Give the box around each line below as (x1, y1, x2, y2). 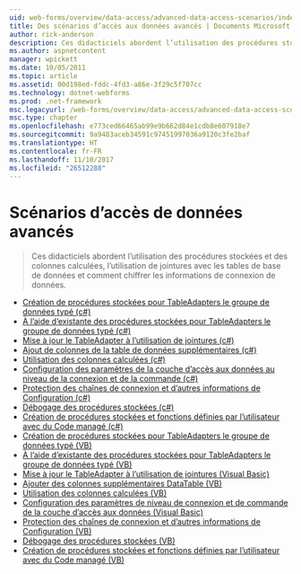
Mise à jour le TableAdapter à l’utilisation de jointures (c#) (21, 335, 235, 346)
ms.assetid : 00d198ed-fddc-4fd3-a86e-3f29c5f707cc (9, 80, 202, 89)
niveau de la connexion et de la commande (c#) (21, 374, 199, 384)
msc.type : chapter (9, 113, 78, 122)
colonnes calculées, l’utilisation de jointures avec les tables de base (30, 261, 281, 271)
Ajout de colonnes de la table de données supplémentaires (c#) (21, 345, 257, 356)
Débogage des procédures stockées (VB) (21, 535, 176, 546)
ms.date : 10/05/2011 (9, 64, 87, 73)
